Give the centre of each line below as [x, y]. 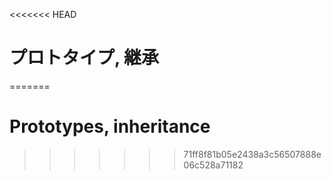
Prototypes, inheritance [110, 126]
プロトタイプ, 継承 [84, 58]
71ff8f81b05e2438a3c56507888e [252, 154]
